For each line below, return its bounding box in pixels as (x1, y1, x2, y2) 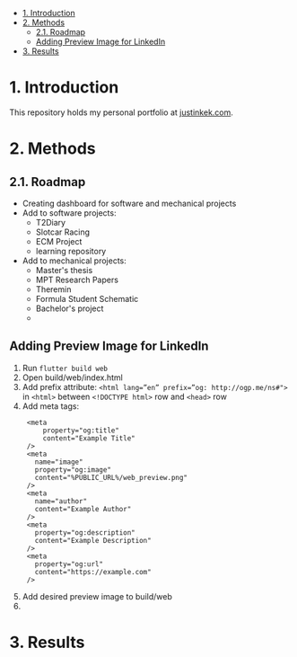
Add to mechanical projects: (22, 255, 127, 266)
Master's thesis (35, 264, 93, 275)
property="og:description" (34, 528, 136, 537)
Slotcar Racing (35, 226, 91, 237)
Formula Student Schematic (35, 293, 139, 304)
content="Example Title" (42, 433, 136, 443)
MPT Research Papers (35, 274, 119, 285)
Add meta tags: (22, 400, 79, 412)
